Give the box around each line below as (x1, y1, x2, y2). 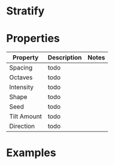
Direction (9, 122, 35, 130)
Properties (6, 32, 60, 46)
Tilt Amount (9, 112, 42, 121)
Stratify (6, 4, 45, 18)
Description (47, 53, 82, 62)
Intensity (9, 83, 34, 91)
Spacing (9, 64, 33, 72)
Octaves (9, 73, 33, 82)
